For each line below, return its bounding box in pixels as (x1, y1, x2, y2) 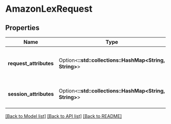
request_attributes (8, 60, 54, 67)
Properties (5, 23, 40, 32)
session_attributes (8, 90, 54, 97)
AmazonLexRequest (5, 3, 93, 15)
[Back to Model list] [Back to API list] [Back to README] (5, 113, 122, 119)
